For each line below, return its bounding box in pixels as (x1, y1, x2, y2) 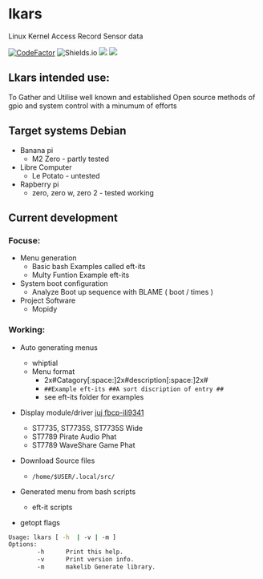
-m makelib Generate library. (37, 563, 156, 571)
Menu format (31, 366, 75, 376)
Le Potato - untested (31, 171, 100, 180)
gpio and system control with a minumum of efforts (8, 101, 178, 111)
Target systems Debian (8, 124, 127, 138)
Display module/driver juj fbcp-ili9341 (19, 408, 144, 417)
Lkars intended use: (8, 71, 110, 85)
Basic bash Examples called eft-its (31, 262, 146, 271)
